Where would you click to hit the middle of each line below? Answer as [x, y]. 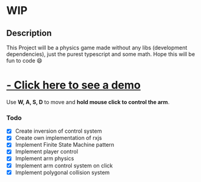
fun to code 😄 [24, 61]
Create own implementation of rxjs [58, 138]
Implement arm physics [44, 158]
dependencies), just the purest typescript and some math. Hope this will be [101, 54]
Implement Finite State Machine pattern [65, 145]
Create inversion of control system [58, 131]
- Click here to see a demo [74, 85]
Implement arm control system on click [64, 166]
